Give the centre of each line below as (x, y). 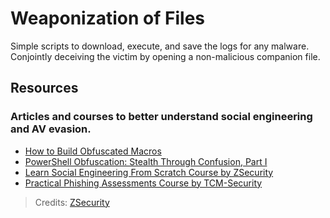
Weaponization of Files (107, 18)
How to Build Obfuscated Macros (93, 151)
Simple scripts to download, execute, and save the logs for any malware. (160, 46)
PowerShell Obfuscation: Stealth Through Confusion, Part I (146, 161)
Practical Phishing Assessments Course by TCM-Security (143, 183)
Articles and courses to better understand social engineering (161, 117)
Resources (44, 88)
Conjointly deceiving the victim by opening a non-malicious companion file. (165, 56)
